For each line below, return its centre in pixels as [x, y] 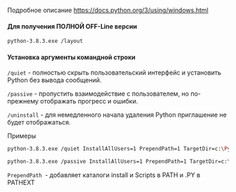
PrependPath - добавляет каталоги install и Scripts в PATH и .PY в [104, 175]
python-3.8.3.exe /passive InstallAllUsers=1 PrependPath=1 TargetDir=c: [118, 162]
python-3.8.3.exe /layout [45, 41]
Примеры [22, 136]
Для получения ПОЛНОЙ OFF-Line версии [72, 26]
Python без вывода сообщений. [54, 80]
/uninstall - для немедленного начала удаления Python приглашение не [117, 115]
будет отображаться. [39, 122]
